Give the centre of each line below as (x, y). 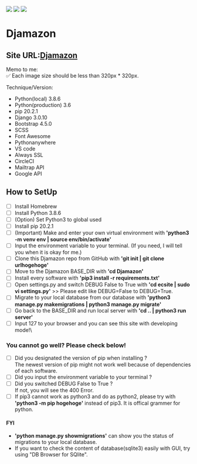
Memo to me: (22, 69)
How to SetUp (32, 192)
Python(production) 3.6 (43, 105)
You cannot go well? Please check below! (66, 345)
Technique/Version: (30, 87)
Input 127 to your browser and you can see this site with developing (96, 323)
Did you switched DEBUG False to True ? (64, 384)
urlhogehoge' (31, 265)
